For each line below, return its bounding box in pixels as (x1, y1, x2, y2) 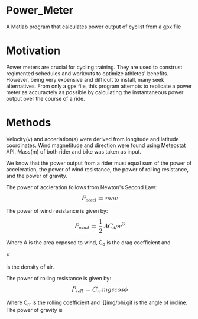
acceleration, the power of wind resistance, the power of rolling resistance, (6, 165, 189, 173)
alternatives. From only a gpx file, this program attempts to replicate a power (6, 82, 192, 90)
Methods (6, 116, 51, 129)
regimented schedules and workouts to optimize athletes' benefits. (6, 69, 169, 77)
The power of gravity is (6, 307, 63, 314)
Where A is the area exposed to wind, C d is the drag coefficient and (6, 238, 171, 247)
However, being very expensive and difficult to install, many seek (6, 76, 164, 83)
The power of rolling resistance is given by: (6, 275, 111, 282)
